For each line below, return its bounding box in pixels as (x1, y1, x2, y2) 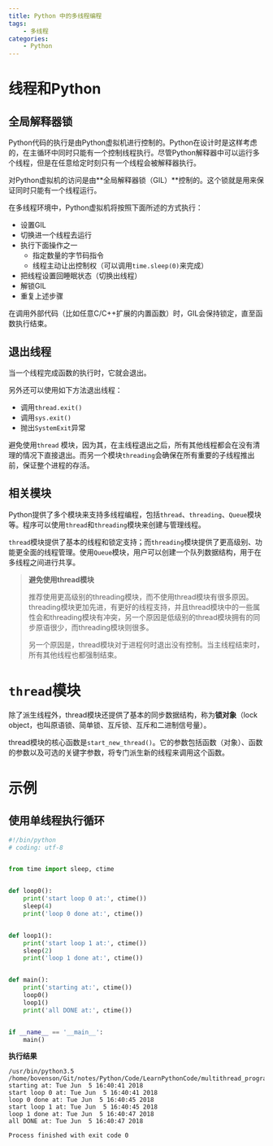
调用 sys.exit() (19, 412, 71, 422)
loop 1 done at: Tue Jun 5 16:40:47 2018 (8, 1110, 154, 1118)
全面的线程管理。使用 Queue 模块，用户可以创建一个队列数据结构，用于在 (22, 547, 262, 557)
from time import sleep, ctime (8, 865, 115, 874)
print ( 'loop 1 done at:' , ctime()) (23, 954, 144, 962)
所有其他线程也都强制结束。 (28, 650, 122, 660)
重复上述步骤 (19, 291, 63, 301)
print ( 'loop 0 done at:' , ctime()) (23, 909, 144, 917)
